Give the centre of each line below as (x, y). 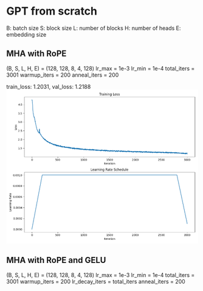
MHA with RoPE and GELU (56, 260)
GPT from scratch (52, 11)
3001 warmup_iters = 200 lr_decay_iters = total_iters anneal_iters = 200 (96, 281)
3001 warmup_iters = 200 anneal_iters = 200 (63, 75)
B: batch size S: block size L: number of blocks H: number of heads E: (94, 28)
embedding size (26, 34)
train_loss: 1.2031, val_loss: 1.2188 (49, 86)
